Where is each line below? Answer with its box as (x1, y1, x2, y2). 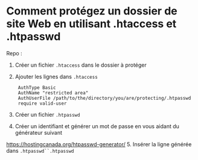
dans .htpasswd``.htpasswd (6, 147, 74, 154)
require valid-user (18, 100, 67, 106)
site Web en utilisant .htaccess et (6, 17, 177, 31)
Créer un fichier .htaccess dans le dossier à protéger (14, 61, 147, 69)
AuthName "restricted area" (18, 90, 89, 96)
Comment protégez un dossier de (6, 4, 177, 18)
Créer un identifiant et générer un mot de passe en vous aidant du (14, 122, 180, 130)
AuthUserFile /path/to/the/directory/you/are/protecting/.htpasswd (18, 95, 191, 101)
